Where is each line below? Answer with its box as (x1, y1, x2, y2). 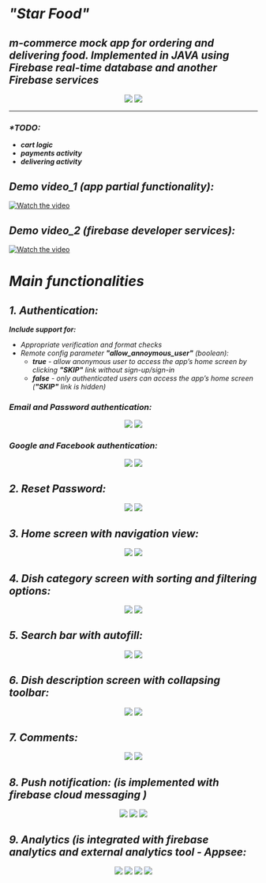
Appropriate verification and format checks (20, 340, 163, 349)
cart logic (20, 140, 54, 150)
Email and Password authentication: (9, 401, 152, 412)
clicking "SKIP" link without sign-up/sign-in (32, 365, 175, 374)
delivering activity (20, 157, 82, 167)
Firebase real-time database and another (9, 61, 218, 74)
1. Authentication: (9, 303, 99, 317)
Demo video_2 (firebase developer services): (9, 224, 236, 237)
